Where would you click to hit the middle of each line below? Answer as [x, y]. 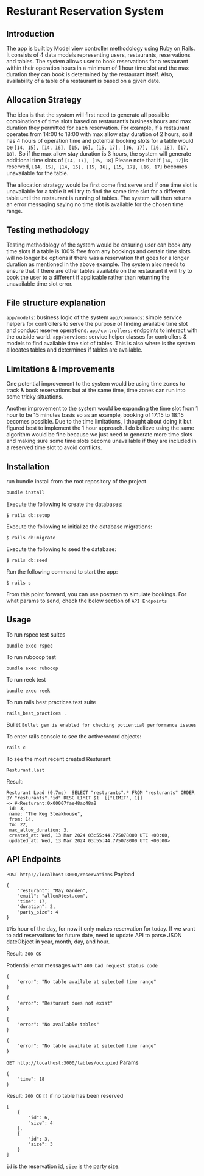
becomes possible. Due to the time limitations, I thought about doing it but [99, 422]
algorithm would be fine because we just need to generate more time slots [100, 435]
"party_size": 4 [38, 912]
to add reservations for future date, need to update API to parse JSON [94, 935]
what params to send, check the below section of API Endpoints [87, 601]
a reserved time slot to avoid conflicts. [54, 447]
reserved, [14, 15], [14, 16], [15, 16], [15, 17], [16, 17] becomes [97, 167]
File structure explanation [56, 303]
